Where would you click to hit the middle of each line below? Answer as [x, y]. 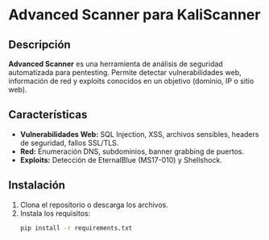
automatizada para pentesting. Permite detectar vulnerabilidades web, [125, 72]
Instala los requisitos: [55, 213]
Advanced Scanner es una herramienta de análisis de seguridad [116, 64]
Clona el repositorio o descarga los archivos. [94, 205]
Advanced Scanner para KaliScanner [134, 15]
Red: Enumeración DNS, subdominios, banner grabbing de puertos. [132, 151]
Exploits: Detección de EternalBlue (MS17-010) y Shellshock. [121, 159]
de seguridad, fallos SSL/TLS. [69, 143]
